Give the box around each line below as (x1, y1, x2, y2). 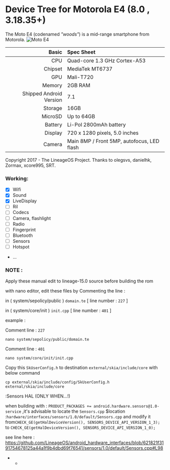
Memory (42, 82, 62, 89)
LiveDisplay (12, 198, 37, 204)
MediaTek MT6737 (67, 65, 113, 72)
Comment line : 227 (5, 327, 45, 333)
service (5, 409, 22, 414)
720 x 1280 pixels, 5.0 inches (67, 129, 139, 136)
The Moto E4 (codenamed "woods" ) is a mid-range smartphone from (5, 31, 150, 37)
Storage (43, 104, 62, 112)
